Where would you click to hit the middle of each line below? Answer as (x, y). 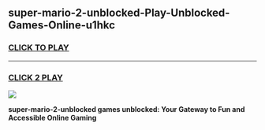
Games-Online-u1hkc (62, 26)
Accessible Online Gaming (52, 117)
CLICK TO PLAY (39, 48)
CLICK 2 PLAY (35, 77)
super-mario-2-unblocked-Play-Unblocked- (119, 13)
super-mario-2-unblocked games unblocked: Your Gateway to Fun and (127, 109)
